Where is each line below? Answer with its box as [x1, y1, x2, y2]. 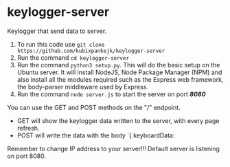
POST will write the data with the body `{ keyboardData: [16, 131, 175, 140]
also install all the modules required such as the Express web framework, [16, 75, 224, 83]
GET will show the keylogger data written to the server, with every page [16, 116, 220, 124]
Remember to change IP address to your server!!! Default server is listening [7, 144, 220, 153]
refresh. [16, 124, 40, 132]
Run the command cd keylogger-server [16, 53, 129, 62]
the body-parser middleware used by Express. [16, 82, 149, 91]
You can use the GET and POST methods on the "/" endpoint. [7, 103, 181, 111]
